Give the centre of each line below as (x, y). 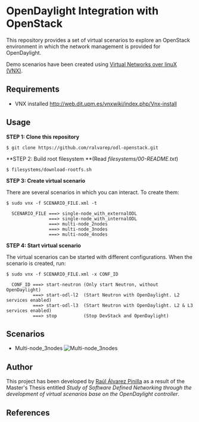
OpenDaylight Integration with (83, 11)
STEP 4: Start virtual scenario (44, 245)
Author (19, 367)
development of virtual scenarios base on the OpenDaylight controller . (93, 394)
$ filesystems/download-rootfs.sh (49, 170)
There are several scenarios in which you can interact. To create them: (93, 192)
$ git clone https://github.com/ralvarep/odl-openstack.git (83, 148)
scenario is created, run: (36, 263)
